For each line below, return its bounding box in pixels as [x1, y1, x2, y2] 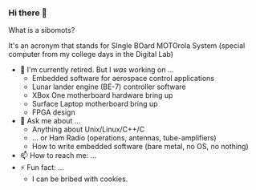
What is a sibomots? [8, 26, 75, 35]
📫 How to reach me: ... [19, 151, 97, 160]
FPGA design [31, 107, 75, 117]
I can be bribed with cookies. [31, 174, 128, 184]
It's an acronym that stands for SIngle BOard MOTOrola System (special [8, 41, 246, 51]
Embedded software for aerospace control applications [31, 74, 215, 83]
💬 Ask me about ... [19, 116, 81, 126]
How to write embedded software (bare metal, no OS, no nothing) [31, 142, 249, 152]
